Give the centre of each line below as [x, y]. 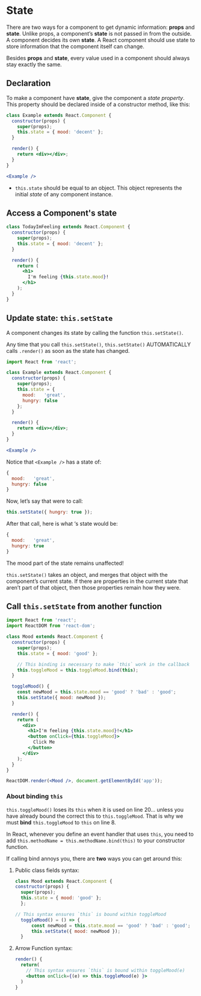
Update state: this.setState [60, 318]
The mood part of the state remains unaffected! [65, 563]
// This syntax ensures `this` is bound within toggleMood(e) [106, 971]
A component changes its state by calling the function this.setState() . [95, 332]
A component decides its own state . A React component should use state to [101, 40]
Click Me [44, 742]
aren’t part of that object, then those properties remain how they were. [94, 587]
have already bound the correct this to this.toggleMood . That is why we [95, 816]
